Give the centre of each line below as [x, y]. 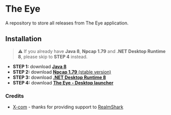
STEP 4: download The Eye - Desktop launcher [63, 82]
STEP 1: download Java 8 [40, 66]
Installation [23, 39]
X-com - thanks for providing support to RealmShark [68, 107]
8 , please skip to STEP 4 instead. [53, 56]
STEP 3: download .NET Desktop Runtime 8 [59, 77]
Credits [15, 96]
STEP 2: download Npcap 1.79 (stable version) [62, 72]
